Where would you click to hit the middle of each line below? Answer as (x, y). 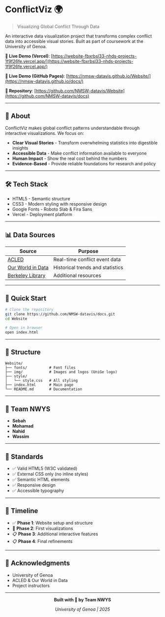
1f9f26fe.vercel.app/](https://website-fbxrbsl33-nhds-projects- (69, 61)
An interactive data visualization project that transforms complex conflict (79, 36)
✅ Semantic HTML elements (41, 479)
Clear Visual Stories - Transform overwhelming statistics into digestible (85, 143)
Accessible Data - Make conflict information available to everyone (79, 153)
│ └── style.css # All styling (41, 381)
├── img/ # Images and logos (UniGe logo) (61, 372)
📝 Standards (24, 456)
